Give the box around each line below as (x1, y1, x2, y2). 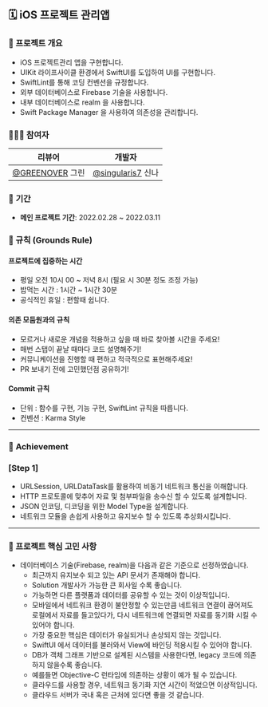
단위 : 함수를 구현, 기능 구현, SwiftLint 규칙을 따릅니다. (19, 403, 189, 413)
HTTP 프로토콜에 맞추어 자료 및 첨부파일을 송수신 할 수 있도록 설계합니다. (19, 492, 247, 501)
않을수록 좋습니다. (46, 660, 103, 669)
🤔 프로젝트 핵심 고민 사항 (8, 540, 97, 551)
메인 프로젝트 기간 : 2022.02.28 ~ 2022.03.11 (19, 213, 161, 223)
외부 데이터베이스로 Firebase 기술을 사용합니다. (19, 87, 168, 97)
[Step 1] (8, 462, 38, 473)
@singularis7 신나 (93, 167, 160, 178)
